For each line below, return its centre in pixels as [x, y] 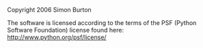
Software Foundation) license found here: [66, 30]
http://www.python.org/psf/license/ [57, 37]
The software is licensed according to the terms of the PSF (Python [102, 23]
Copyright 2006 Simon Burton [50, 10]
